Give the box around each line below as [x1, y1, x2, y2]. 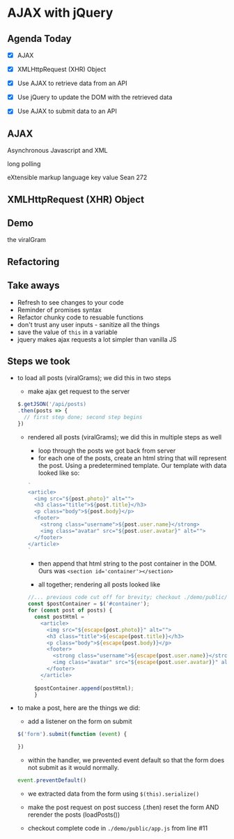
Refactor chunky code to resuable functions [17, 312, 144, 322]
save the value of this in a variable [17, 328, 118, 336]
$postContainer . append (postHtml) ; [33, 685, 134, 692]
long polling [7, 160, 41, 168]
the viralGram [7, 236, 47, 244]
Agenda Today [7, 33, 72, 45]
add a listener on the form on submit [27, 717, 132, 726]
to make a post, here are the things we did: [17, 704, 141, 712]
